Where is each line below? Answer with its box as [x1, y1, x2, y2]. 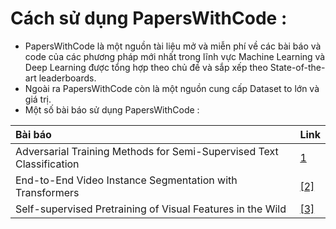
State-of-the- [269, 61, 326, 73]
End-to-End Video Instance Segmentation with [15, 173, 238, 187]
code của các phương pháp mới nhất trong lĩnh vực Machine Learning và [24, 50, 326, 62]
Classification [15, 157, 80, 171]
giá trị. [24, 93, 52, 105]
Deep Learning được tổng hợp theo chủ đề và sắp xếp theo [24, 61, 268, 73]
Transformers [15, 185, 80, 199]
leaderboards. [38, 72, 97, 84]
